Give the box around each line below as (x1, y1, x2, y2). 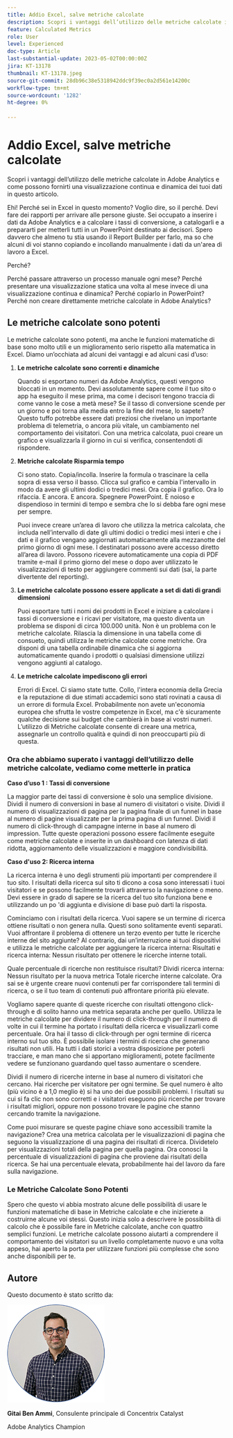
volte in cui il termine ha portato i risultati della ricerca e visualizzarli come (7, 1022, 219, 1031)
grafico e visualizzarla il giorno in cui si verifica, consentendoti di (17, 436, 203, 444)
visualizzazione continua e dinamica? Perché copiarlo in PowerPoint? (7, 289, 205, 297)
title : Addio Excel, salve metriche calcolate (7, 11, 144, 18)
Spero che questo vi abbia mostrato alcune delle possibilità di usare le (7, 1200, 207, 1209)
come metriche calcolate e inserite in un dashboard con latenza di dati (7, 837, 208, 845)
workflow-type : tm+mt (7, 84, 70, 92)
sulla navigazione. (7, 1168, 59, 1176)
